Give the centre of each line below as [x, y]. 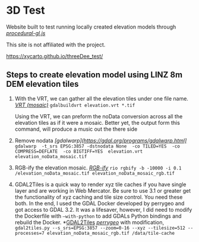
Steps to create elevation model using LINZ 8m [94, 75]
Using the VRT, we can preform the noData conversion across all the [99, 116]
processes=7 [29, 233]
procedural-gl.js [26, 33]
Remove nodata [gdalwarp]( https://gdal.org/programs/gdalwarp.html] [101, 140]
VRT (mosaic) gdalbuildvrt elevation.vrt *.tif [75, 105]
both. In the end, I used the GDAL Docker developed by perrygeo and [99, 203]
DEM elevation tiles [42, 84]
